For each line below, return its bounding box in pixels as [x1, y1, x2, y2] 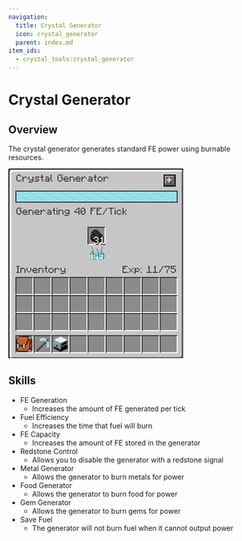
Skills [8, 374, 36, 388]
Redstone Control [19, 446, 79, 456]
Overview [8, 123, 58, 136]
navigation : [8, 13, 48, 21]
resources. [8, 153, 44, 162]
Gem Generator [19, 498, 71, 507]
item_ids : [8, 47, 42, 55]
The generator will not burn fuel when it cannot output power [31, 523, 234, 533]
